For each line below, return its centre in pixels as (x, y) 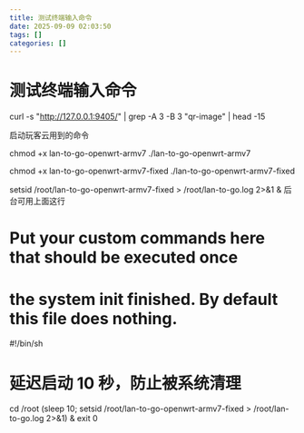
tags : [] (26, 34)
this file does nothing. (93, 318)
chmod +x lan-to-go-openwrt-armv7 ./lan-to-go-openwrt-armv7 (130, 153)
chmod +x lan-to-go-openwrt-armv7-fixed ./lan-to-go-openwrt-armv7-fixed (152, 171)
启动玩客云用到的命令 (49, 135)
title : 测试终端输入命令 (51, 18)
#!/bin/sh (26, 344)
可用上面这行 (41, 202)
